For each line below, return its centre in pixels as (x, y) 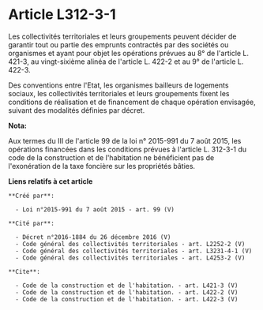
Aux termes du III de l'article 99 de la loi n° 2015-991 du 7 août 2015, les (125, 140)
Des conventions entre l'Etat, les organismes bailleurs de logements (118, 85)
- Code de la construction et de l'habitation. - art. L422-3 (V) (127, 299)
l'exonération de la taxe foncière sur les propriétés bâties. (102, 166)
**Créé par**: (32, 196)
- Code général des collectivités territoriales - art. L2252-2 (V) (130, 244)
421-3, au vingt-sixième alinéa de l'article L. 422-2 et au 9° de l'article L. (126, 62)
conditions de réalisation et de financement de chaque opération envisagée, (132, 102)
